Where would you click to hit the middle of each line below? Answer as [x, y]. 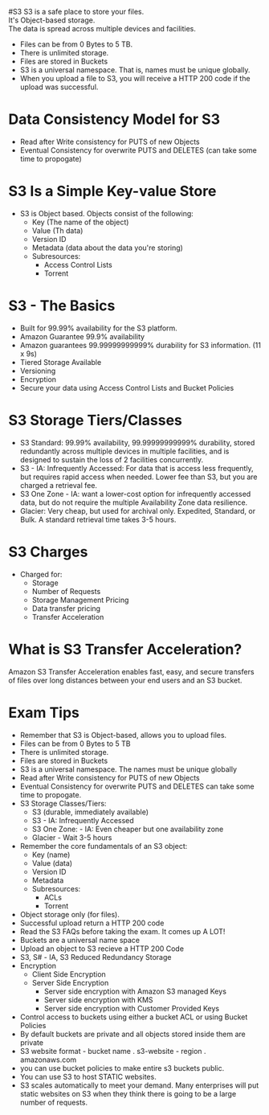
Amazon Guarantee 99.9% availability [82, 336]
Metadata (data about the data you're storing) [107, 248]
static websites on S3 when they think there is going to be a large [128, 1093]
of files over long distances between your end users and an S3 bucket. [125, 680]
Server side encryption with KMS [99, 999]
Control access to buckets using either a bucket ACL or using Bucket [134, 1017]
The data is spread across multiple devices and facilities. [102, 29]
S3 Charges [48, 552]
